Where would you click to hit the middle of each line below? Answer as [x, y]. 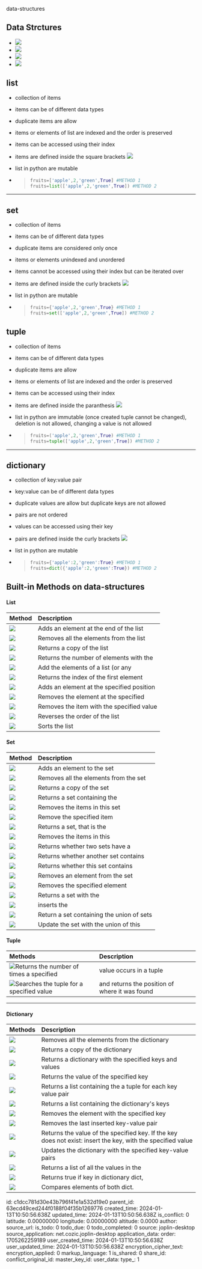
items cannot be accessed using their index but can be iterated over [99, 271]
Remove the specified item [75, 817]
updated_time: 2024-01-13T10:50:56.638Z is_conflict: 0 [121, 1215]
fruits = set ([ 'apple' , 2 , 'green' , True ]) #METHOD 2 [92, 313]
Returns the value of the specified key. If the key [109, 1133]
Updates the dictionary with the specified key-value [115, 1151]
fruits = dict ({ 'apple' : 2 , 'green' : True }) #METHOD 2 [93, 568]
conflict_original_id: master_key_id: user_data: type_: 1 [73, 1259]
